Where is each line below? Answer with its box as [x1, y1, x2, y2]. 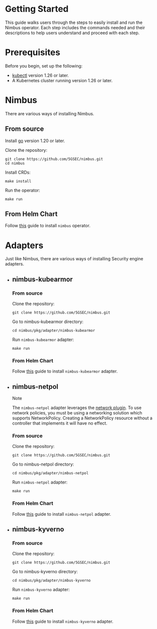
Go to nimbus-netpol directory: [12, 461, 74, 467]
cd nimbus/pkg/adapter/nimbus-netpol [12, 471, 89, 476]
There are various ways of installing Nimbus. [5, 110, 94, 116]
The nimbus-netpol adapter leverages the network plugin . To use [12, 405, 142, 411]
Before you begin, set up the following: [5, 63, 83, 69]
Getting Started [5, 3, 69, 15]
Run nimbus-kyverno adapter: [12, 587, 70, 593]
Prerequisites [5, 47, 61, 58]
